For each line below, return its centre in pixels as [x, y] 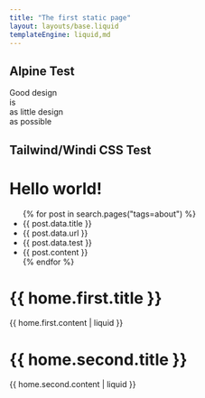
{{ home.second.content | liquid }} [73, 384]
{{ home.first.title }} [86, 298]
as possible [31, 122]
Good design [33, 93]
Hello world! [56, 188]
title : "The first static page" [70, 18]
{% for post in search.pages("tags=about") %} [109, 214]
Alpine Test [42, 71]
